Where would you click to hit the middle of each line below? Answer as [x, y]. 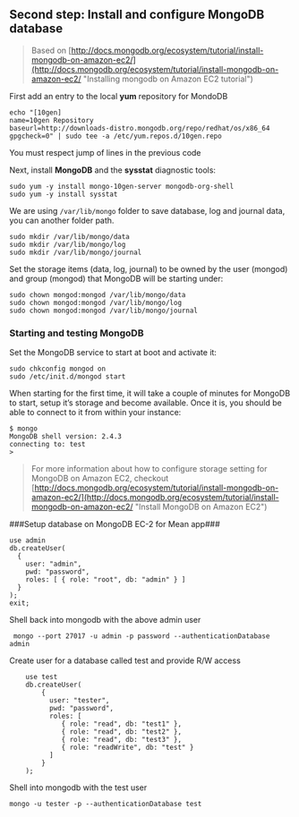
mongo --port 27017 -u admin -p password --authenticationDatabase [141, 636]
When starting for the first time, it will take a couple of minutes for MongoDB [150, 394]
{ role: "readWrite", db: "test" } [128, 748]
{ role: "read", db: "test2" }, [121, 732]
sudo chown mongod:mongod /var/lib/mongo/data [98, 294]
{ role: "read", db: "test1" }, [121, 724]
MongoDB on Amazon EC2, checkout [100, 479]
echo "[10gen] [36, 112]
